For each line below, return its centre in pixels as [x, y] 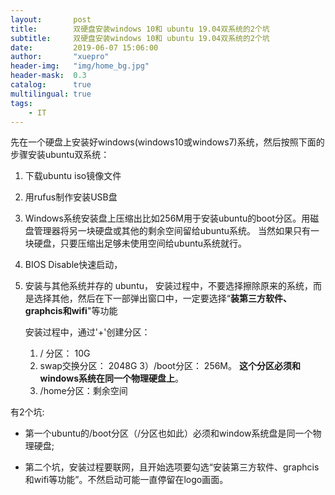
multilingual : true [51, 94]
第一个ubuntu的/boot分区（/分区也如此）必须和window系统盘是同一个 [168, 433]
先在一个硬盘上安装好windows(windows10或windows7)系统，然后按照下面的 [167, 142]
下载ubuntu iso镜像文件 [73, 176]
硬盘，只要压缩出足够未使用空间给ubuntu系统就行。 [140, 243]
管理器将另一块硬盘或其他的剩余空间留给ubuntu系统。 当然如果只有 [172, 231]
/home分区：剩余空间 [83, 391]
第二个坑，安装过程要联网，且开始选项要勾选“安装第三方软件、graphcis [172, 467]
